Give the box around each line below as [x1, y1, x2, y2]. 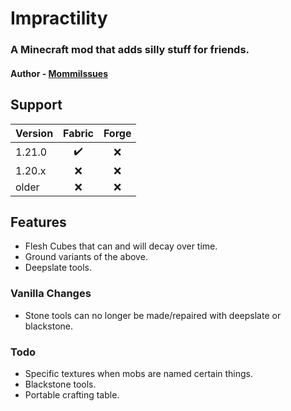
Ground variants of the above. [24, 251, 148, 263]
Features [10, 213, 67, 231]
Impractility [10, 7, 108, 30]
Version [15, 126, 54, 140]
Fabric [63, 126, 94, 140]
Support [10, 97, 63, 114]
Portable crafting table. [24, 388, 120, 401]
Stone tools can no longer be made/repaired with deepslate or [24, 309, 282, 321]
